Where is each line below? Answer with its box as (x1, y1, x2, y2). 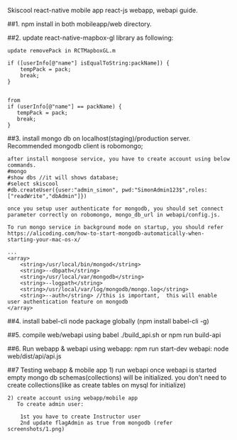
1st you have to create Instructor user (20, 413, 141, 420)
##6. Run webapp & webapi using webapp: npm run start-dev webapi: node (7, 344, 229, 353)
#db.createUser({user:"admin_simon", (7, 187, 119, 194)
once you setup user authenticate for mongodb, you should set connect (7, 205, 224, 212)
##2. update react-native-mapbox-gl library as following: (7, 33, 174, 42)
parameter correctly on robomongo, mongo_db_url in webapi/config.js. (7, 211, 221, 219)
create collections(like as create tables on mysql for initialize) (7, 381, 186, 389)
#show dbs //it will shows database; (7, 174, 119, 181)
